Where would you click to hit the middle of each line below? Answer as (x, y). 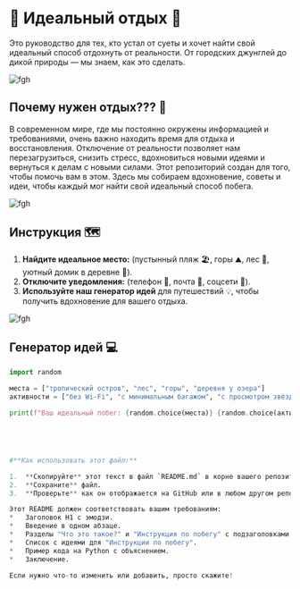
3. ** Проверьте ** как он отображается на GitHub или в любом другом (142, 493)
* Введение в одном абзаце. (66, 526)
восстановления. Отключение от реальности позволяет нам (125, 147)
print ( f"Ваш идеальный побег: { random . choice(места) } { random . (129, 413)
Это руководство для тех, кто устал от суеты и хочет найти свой (133, 43)
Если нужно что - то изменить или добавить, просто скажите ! (121, 576)
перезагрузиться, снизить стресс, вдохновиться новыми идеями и (137, 157)
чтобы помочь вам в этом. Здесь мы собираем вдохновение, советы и (145, 176)
